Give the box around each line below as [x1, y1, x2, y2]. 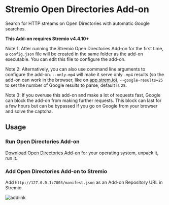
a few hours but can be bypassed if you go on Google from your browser [5, 102, 158, 109]
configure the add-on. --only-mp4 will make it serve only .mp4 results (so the [5, 71, 164, 77]
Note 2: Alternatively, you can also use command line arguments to [5, 66, 146, 72]
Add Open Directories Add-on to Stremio [5, 167, 108, 175]
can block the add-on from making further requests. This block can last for [5, 97, 162, 104]
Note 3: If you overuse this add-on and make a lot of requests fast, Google [5, 92, 161, 98]
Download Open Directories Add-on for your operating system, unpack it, [5, 150, 159, 156]
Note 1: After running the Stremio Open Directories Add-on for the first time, [5, 45, 164, 51]
